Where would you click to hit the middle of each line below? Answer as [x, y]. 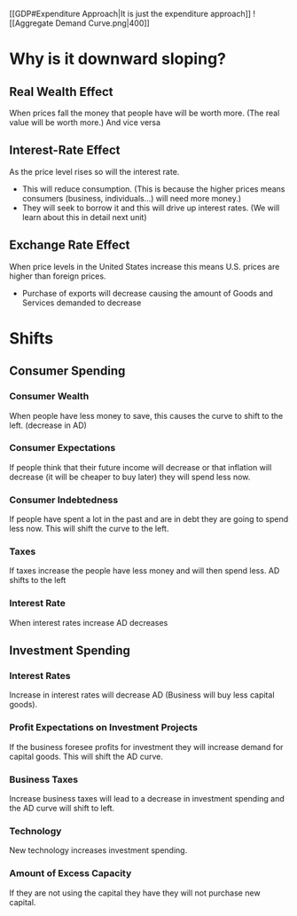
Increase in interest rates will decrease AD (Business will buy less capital [142, 695]
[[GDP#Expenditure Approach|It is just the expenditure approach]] [130, 14]
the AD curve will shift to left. [62, 808]
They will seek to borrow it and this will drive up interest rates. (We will [151, 208]
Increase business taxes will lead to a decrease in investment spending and [147, 798]
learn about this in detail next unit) [84, 217]
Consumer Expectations [63, 448]
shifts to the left [38, 580]
